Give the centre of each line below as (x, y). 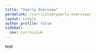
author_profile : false (28, 23)
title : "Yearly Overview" (32, 10)
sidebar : (14, 28)
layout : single (21, 19)
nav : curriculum (26, 32)
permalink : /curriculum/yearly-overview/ (48, 14)
